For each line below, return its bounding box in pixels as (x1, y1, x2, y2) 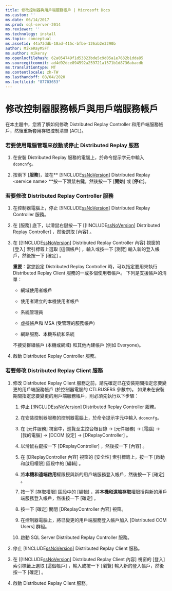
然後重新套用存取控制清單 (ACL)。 (14, 127, 86, 134)
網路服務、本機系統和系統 (20, 331, 75, 337)
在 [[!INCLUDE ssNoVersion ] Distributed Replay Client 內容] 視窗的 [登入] (12, 556, 165, 562)
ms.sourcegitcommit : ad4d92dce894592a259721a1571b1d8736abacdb (5, 60, 144, 65)
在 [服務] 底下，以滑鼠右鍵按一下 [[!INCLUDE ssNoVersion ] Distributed (12, 222, 160, 229)
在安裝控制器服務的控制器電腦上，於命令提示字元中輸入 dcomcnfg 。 (20, 414, 162, 421)
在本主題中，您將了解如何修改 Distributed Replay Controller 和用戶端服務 (5, 121, 159, 127)
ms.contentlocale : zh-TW (5, 70, 59, 75)
